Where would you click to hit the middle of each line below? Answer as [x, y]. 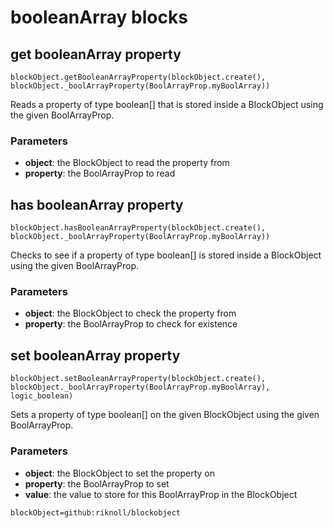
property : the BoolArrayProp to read [100, 173]
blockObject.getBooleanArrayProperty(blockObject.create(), [138, 77]
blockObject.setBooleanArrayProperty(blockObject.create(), [138, 379]
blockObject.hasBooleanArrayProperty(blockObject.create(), [138, 228]
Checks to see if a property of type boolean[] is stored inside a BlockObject [166, 255]
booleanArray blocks [99, 17]
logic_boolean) [42, 396]
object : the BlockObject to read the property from [127, 163]
